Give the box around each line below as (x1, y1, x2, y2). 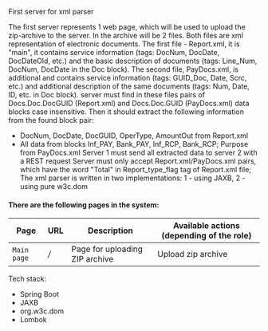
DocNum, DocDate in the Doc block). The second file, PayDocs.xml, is (8, 65, 239, 74)
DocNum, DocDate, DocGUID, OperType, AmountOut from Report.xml (19, 131, 249, 140)
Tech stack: (8, 274, 46, 284)
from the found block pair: (8, 116, 94, 124)
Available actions (172, 220, 241, 231)
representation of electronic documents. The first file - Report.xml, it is (8, 39, 241, 49)
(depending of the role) (161, 231, 252, 242)
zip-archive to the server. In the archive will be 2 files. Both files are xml (8, 31, 243, 40)
